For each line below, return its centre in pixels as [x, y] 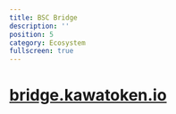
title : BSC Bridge [43, 18]
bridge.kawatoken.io [88, 96]
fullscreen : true [42, 51]
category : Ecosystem [48, 43]
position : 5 [31, 34]
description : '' [39, 26]
